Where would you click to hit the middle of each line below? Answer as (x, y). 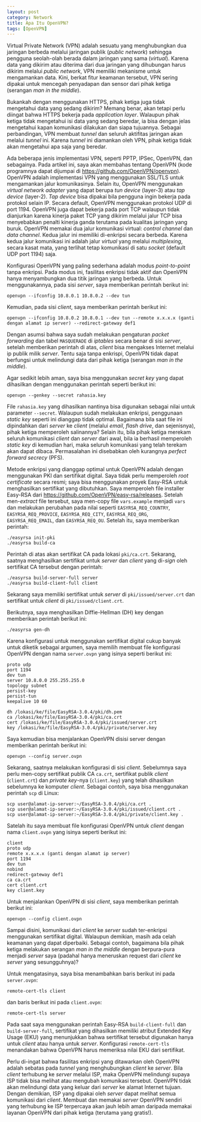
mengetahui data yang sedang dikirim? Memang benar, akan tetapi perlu (96, 108)
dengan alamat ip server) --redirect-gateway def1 (71, 323)
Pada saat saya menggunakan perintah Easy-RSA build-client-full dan (97, 1025)
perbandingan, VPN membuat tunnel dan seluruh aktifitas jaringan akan (95, 134)
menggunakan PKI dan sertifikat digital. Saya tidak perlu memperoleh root (98, 476)
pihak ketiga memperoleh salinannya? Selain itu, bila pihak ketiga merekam (99, 432)
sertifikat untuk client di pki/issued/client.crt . (66, 601)
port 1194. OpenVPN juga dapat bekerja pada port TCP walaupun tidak (93, 209)
